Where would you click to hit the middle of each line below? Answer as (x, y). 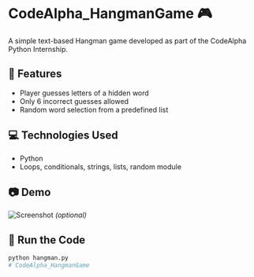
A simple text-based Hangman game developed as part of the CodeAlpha (127, 41)
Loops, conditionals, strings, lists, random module (100, 166)
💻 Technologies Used (63, 136)
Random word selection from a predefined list (94, 109)
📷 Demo (30, 192)
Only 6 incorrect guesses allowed (74, 101)
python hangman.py (38, 258)
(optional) (71, 215)
